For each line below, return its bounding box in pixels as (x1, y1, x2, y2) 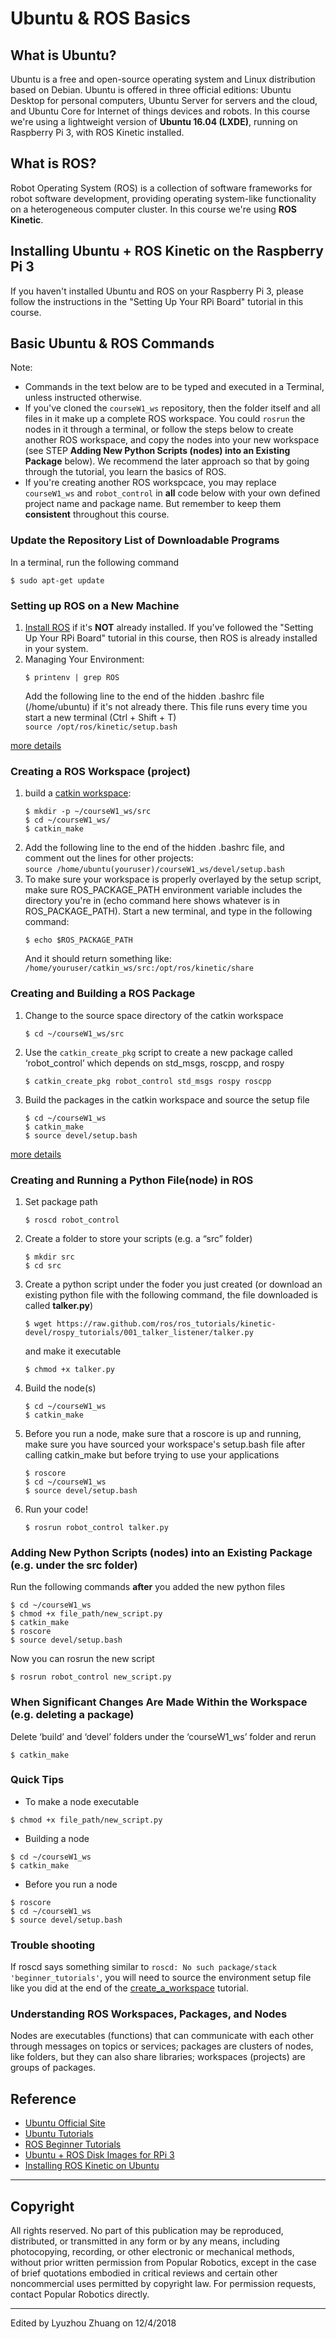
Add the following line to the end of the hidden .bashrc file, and (24, 842, 285, 854)
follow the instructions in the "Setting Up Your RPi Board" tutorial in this (10, 295, 304, 307)
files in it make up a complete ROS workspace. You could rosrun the (24, 413, 306, 425)
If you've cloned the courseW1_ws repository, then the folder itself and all (24, 402, 321, 414)
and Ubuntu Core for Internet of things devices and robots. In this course (10, 105, 311, 117)
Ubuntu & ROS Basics (10, 7, 191, 30)
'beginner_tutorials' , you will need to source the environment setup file (10, 1972, 312, 1984)
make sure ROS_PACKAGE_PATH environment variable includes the (24, 884, 303, 896)
